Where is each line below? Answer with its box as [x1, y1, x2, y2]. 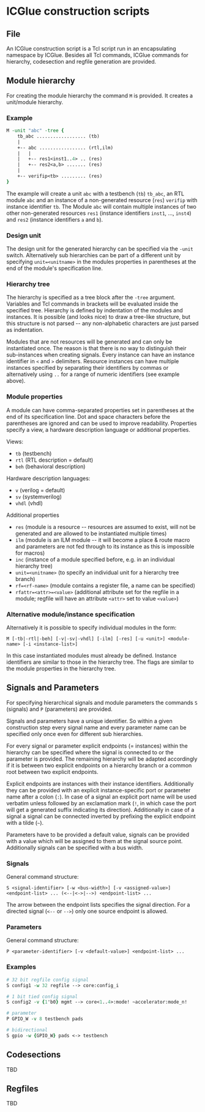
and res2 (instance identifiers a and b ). [6, 216, 103, 223]
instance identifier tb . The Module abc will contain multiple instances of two [6, 203, 197, 210]
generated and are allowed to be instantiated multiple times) [15, 530, 167, 537]
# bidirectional [6, 1027, 48, 1033]
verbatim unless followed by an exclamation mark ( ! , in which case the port [6, 799, 196, 806]
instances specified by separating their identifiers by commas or [6, 364, 169, 372]
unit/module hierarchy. [6, 98, 63, 105]
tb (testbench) [15, 449, 52, 457]
